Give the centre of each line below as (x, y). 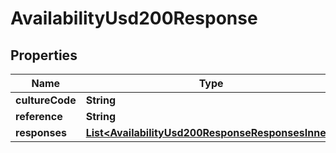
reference (39, 116)
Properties (44, 55)
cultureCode (46, 100)
